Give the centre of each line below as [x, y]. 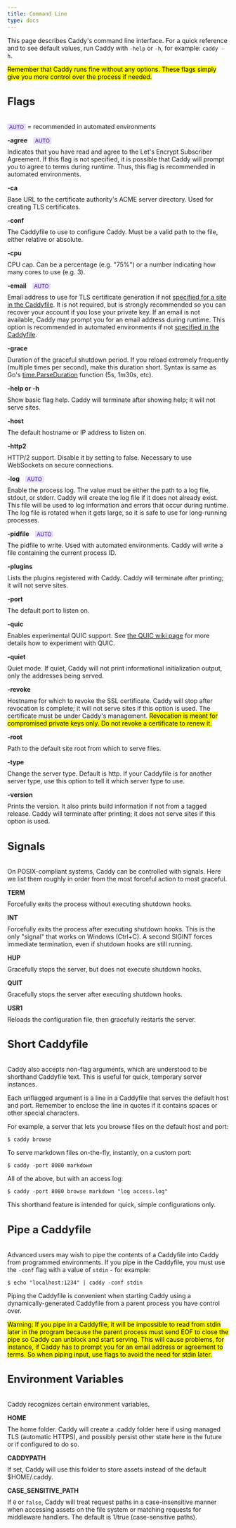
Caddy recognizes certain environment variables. [78, 1405]
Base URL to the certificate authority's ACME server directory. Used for [110, 200]
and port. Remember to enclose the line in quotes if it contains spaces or [112, 1106]
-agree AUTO [29, 140]
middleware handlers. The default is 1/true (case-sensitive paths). [102, 1517]
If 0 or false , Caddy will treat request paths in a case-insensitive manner [112, 1502]
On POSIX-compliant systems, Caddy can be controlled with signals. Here [114, 871]
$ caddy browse [29, 1139]
